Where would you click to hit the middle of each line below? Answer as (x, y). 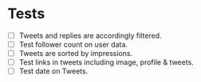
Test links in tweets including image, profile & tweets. (106, 62)
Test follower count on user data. (73, 45)
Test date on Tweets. (53, 71)
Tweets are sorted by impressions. (76, 54)
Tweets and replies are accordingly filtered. (90, 35)
